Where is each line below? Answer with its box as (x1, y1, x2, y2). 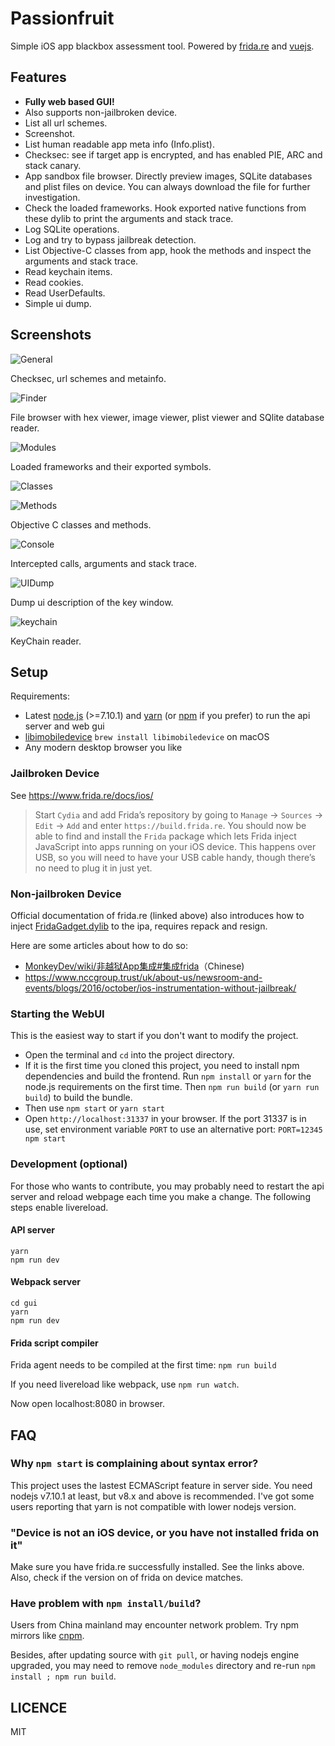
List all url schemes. (24, 117, 108, 129)
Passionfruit (10, 7, 115, 30)
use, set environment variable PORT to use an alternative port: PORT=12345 (24, 1123, 323, 1136)
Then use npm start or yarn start (24, 1102, 165, 1114)
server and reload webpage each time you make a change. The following (10, 1190, 311, 1202)
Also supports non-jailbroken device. (24, 106, 178, 118)
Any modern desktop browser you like (24, 742, 183, 754)
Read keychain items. (24, 265, 113, 277)
